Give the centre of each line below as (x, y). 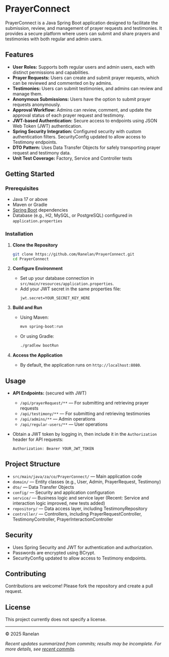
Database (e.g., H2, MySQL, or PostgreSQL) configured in (72, 216)
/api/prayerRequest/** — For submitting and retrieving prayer (84, 403)
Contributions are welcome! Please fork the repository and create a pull (79, 586)
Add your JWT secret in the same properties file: (70, 289)
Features (19, 55)
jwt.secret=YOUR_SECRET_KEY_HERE (55, 298)
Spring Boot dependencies (40, 210)
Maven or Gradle (30, 205)
